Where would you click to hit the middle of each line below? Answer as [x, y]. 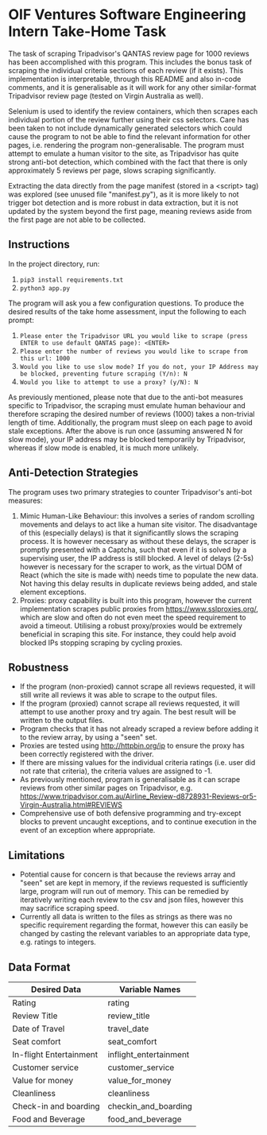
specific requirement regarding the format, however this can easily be [134, 925]
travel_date [128, 1029]
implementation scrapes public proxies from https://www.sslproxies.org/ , [139, 608]
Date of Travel [39, 1029]
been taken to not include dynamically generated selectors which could [125, 128]
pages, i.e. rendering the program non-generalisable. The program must [126, 145]
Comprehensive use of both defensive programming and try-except [130, 814]
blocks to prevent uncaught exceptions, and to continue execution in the [138, 822]
